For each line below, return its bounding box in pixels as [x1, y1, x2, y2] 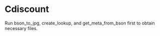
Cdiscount [5, 3, 49, 15]
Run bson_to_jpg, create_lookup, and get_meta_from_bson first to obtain [5, 20, 155, 26]
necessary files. [5, 25, 38, 31]
